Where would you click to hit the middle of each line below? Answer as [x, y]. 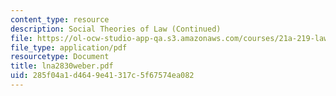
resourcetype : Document [60, 57]
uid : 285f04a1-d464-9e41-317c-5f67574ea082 [102, 76]
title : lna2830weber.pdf [62, 66]
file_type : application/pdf [69, 47]
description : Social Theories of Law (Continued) [116, 29]
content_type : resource [60, 19]
